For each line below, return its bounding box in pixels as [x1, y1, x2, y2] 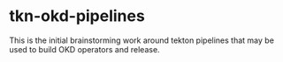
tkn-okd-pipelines [9, 6, 146, 26]
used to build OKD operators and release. [9, 44, 161, 54]
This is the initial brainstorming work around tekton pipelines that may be [9, 35, 274, 45]
